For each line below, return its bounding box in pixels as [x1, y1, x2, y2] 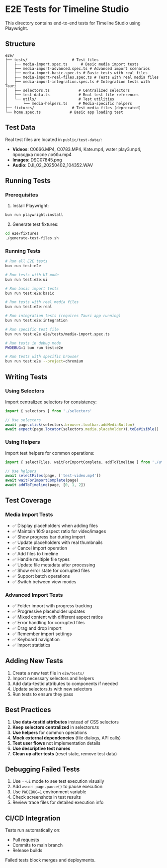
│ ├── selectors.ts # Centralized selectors [5, 88, 130, 93]
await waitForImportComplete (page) [5, 478, 79, 483]
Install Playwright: [12, 203, 49, 209]
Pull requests [12, 837, 40, 843]
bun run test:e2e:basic [5, 291, 55, 296]
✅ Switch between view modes [12, 578, 77, 584]
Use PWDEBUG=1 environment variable [12, 789, 86, 795]
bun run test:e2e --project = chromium [5, 359, 83, 364]
